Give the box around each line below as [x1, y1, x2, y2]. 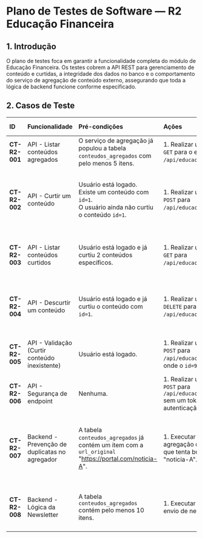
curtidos [27, 258, 51, 267]
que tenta [163, 447, 190, 456]
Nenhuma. [78, 389, 108, 397]
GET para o [163, 147, 193, 156]
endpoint [27, 397, 53, 405]
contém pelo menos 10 [78, 506, 144, 514]
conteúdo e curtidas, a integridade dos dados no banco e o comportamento [6, 70, 195, 77]
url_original [78, 448, 116, 455]
